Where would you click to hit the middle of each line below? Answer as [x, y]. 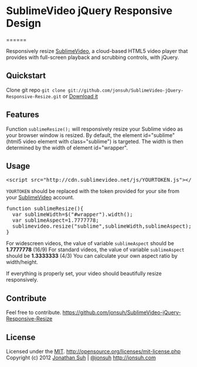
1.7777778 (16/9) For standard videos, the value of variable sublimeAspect [95, 250]
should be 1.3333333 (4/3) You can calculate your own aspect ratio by [92, 256]
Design [24, 23]
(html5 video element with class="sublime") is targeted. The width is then [95, 141]
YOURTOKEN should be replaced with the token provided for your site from [93, 191]
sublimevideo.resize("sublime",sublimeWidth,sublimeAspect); [102, 226]
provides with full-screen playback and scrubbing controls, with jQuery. [93, 57]
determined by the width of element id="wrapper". [67, 148]
